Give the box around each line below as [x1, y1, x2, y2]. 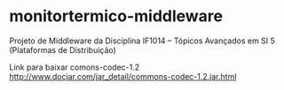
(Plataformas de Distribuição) [9, 44, 117, 55]
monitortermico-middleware [9, 6, 224, 26]
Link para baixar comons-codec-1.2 [9, 62, 140, 72]
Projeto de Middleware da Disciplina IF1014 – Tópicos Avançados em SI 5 [9, 35, 275, 46]
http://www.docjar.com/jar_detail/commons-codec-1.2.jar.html [9, 71, 237, 81]
